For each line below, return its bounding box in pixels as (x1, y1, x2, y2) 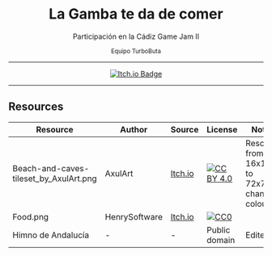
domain (206, 234, 236, 246)
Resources (8, 100, 64, 114)
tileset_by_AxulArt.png (12, 173, 97, 184)
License (206, 124, 238, 135)
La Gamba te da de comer (48, 5, 224, 23)
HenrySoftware (104, 211, 164, 222)
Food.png (12, 211, 49, 222)
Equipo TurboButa (110, 47, 162, 55)
